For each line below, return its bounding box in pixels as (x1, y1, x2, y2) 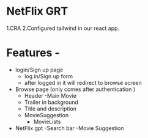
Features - (6, 46, 60, 60)
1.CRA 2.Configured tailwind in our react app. (6, 24, 120, 32)
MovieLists (33, 118, 61, 125)
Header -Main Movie (24, 92, 76, 99)
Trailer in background (24, 98, 78, 106)
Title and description (24, 105, 76, 112)
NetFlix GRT (6, 4, 68, 18)
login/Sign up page (15, 66, 64, 73)
